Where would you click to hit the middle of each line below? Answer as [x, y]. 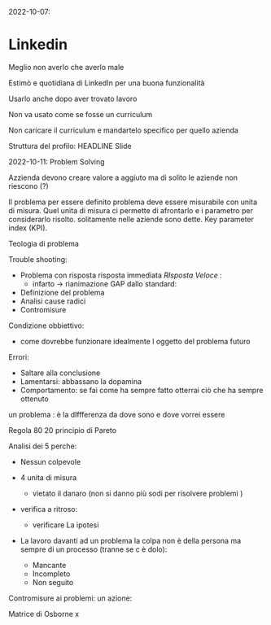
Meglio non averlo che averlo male [66, 67]
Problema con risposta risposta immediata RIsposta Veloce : [121, 275]
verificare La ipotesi [66, 525]
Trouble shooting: [38, 259]
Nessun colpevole [50, 461]
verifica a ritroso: [49, 509]
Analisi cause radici [53, 301]
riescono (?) [28, 186]
